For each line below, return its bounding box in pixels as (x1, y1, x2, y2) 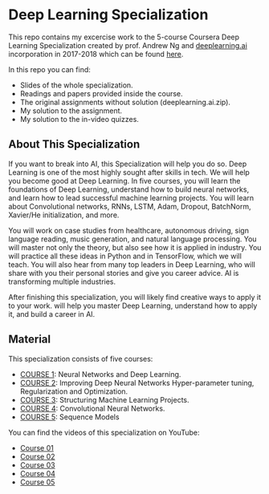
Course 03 (19, 460, 55, 470)
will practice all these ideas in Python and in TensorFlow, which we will (8, 251, 243, 261)
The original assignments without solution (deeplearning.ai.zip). (19, 97, 231, 107)
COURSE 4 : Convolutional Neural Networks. (19, 403, 165, 413)
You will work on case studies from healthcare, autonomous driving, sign (8, 225, 249, 235)
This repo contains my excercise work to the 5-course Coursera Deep (8, 32, 239, 42)
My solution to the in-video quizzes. (19, 114, 139, 123)
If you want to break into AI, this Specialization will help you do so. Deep (8, 159, 247, 168)
